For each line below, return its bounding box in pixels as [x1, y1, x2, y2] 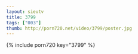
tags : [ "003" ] [6, 20, 42, 26]
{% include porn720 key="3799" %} [6, 42, 96, 49]
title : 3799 [6, 14, 36, 20]
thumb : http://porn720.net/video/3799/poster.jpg [6, 25, 133, 31]
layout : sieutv [6, 8, 44, 15]
